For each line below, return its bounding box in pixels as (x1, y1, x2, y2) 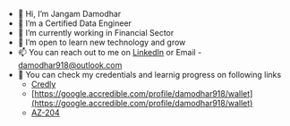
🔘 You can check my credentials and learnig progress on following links (17, 70, 282, 80)
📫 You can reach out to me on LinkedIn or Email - (17, 47, 202, 57)
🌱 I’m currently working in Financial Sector (17, 28, 175, 38)
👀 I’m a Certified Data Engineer (17, 18, 132, 29)
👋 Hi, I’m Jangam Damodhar (17, 9, 122, 19)
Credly (30, 79, 56, 89)
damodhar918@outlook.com (17, 60, 123, 71)
